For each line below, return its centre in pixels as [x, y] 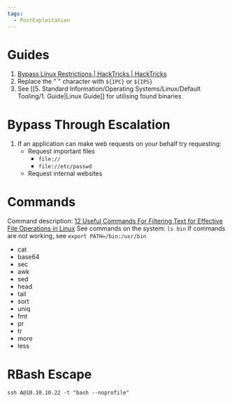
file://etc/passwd [65, 167]
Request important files [61, 152]
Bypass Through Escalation [89, 125]
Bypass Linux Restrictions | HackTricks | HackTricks [92, 74]
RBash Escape [50, 374]
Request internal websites [65, 174]
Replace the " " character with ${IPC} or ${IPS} [85, 82]
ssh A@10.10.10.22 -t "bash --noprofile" [68, 393]
